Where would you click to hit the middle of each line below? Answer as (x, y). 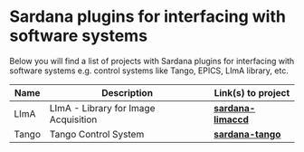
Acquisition (73, 119)
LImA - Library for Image (102, 108)
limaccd (231, 119)
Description (127, 92)
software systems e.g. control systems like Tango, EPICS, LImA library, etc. (149, 71)
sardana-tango (247, 134)
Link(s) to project (252, 92)
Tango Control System (97, 134)
